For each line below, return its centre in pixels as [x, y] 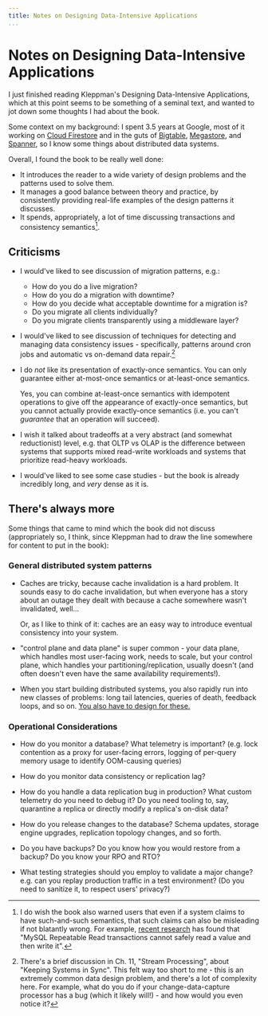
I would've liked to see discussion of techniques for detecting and [128, 336]
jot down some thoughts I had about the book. [84, 111]
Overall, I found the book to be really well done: [86, 159]
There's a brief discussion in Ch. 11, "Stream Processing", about [124, 962]
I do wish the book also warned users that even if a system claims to [132, 912]
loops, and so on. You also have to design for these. [105, 706]
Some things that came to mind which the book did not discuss [112, 528]
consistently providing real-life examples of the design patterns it [127, 200]
